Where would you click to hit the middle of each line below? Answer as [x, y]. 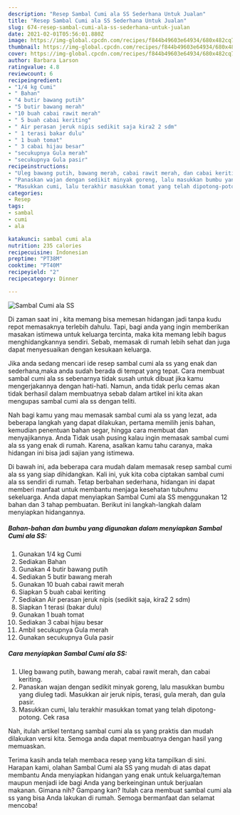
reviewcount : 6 [31, 73]
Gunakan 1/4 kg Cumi [50, 554]
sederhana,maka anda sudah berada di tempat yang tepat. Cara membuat [116, 371]
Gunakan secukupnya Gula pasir [66, 637]
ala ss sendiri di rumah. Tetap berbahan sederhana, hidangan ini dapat [112, 481]
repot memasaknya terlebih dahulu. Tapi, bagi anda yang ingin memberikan [119, 327]
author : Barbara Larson [43, 61]
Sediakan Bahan [42, 561]
